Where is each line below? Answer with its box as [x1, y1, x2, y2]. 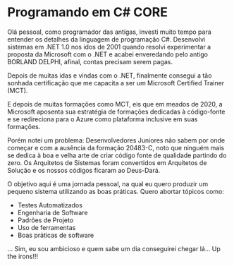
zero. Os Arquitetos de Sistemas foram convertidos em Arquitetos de [7, 158, 207, 167]
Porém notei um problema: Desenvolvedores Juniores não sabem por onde [7, 135, 226, 145]
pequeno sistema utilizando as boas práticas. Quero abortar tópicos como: [7, 187, 224, 195]
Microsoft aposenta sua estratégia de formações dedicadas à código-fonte [7, 107, 226, 116]
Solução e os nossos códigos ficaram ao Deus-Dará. [7, 166, 161, 174]
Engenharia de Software [17, 208, 88, 217]
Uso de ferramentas [17, 223, 76, 231]
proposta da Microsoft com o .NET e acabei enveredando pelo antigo [7, 50, 208, 59]
